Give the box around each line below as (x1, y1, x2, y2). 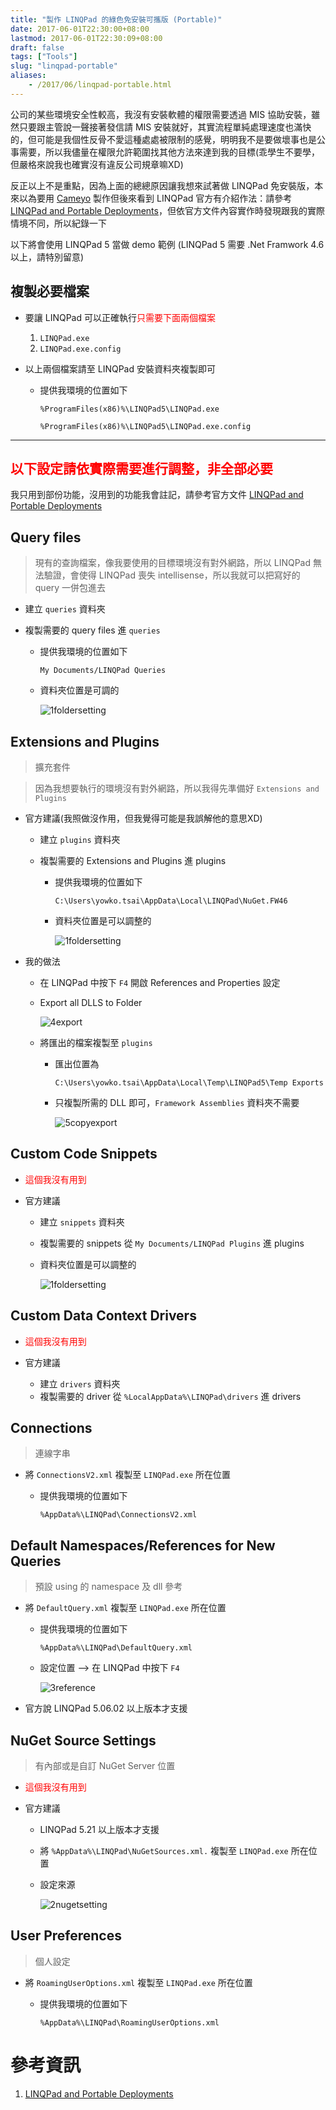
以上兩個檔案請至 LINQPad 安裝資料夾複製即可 (24, 362, 216, 375)
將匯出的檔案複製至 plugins (39, 1037, 153, 1048)
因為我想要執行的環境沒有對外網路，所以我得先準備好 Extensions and (34, 782, 320, 794)
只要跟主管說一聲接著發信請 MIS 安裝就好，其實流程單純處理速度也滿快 (18, 121, 312, 133)
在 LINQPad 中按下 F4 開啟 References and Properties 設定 (39, 977, 281, 988)
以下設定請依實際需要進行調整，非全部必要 (10, 460, 273, 477)
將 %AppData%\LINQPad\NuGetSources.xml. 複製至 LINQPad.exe (39, 1845, 289, 1857)
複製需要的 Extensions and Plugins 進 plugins (39, 855, 227, 866)
